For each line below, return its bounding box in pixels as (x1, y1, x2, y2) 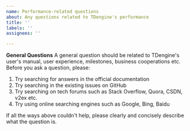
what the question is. (6, 118, 57, 125)
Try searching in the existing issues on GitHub (14, 82, 127, 89)
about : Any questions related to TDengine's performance (6, 14, 149, 20)
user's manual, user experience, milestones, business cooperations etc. (6, 58, 181, 65)
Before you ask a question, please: (6, 64, 90, 71)
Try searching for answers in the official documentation (14, 76, 150, 83)
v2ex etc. (14, 95, 38, 102)
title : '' (6, 19, 31, 25)
